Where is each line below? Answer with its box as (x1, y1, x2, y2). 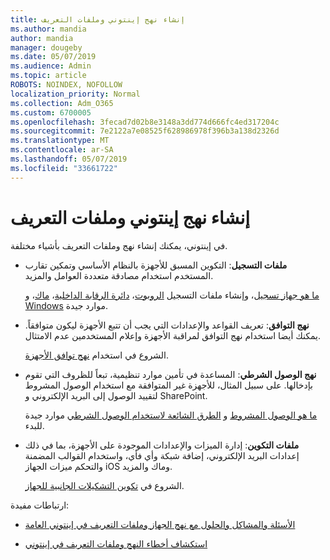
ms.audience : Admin (10, 61, 92, 71)
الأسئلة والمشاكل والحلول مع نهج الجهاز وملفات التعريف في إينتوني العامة (24, 518, 296, 530)
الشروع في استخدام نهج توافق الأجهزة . (24, 349, 169, 361)
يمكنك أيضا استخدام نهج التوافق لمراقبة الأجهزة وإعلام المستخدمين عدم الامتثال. (24, 329, 322, 341)
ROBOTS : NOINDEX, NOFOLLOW (10, 80, 123, 90)
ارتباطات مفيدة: (10, 499, 70, 511)
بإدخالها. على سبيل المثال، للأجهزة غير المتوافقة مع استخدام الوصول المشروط (24, 379, 313, 391)
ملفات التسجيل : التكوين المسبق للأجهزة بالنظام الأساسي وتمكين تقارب (24, 259, 288, 271)
